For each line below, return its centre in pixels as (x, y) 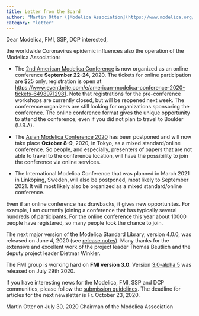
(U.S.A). (24, 126)
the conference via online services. (57, 162)
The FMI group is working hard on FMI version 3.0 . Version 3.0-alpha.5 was (99, 265)
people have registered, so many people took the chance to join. (85, 223)
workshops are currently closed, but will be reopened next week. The (99, 100)
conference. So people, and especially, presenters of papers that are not (103, 149)
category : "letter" (30, 23)
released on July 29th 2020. (41, 271)
